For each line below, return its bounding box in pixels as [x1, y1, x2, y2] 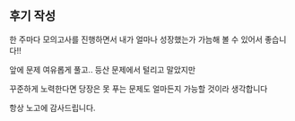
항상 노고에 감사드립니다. [9, 102, 96, 113]
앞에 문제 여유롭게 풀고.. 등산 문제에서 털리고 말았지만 [9, 64, 195, 74]
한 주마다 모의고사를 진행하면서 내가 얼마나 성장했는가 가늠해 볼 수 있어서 [9, 34, 263, 45]
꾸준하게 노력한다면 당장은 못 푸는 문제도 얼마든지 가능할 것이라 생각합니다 [9, 83, 268, 94]
